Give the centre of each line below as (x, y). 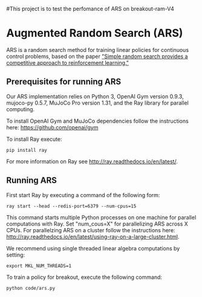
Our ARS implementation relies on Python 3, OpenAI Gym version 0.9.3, (95, 96)
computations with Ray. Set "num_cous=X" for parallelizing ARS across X (97, 224)
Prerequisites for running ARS (64, 82)
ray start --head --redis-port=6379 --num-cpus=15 (71, 206)
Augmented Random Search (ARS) (95, 33)
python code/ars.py (31, 288)
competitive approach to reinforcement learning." (67, 62)
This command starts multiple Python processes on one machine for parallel (101, 217)
